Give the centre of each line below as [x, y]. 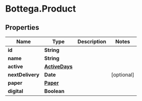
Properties [22, 28]
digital [16, 91]
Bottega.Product [41, 9]
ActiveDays [58, 66]
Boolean [54, 91]
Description [92, 42]
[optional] [123, 75]
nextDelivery [23, 75]
